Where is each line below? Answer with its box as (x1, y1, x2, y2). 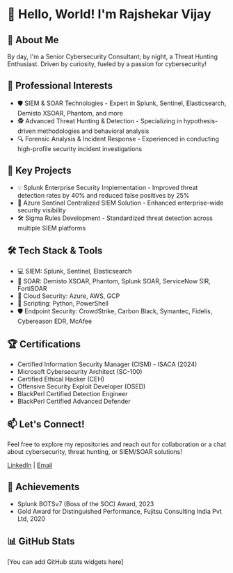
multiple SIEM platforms (17, 223, 86, 232)
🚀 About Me (7, 34, 59, 46)
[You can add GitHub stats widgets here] (7, 557, 124, 566)
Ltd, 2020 (17, 515, 46, 523)
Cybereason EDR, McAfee (17, 317, 93, 326)
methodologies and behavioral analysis (37, 127, 150, 135)
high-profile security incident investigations (17, 144, 143, 152)
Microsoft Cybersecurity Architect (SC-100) (17, 368, 143, 376)
